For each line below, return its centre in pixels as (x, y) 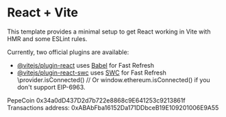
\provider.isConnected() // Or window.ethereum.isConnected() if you (113, 79)
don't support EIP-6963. (51, 87)
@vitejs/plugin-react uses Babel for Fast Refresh (86, 65)
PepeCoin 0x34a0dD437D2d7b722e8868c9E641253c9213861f (97, 100)
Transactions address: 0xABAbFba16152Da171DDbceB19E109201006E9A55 (113, 107)
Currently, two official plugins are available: (68, 52)
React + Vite (43, 13)
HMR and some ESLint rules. (47, 38)
